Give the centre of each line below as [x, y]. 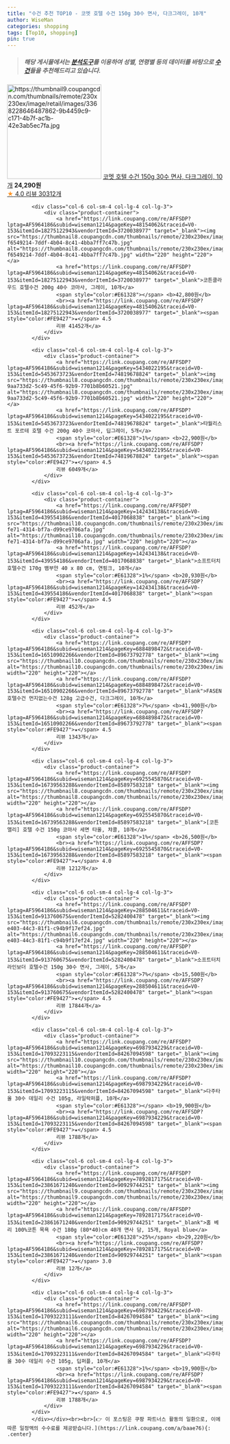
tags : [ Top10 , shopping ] [42, 33]
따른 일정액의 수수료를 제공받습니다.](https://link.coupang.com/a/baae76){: [109, 1429]
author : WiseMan [30, 20]
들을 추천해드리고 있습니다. [65, 70]
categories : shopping [38, 26]
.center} [20, 1434]
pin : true [21, 39]
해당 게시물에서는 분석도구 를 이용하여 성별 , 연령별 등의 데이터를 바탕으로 [119, 62]
